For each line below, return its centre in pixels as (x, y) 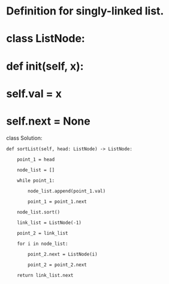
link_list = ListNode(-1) (49, 223)
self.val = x (34, 94)
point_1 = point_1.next (57, 202)
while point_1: (36, 181)
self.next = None (49, 121)
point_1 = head (36, 159)
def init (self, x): (45, 66)
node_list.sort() (39, 212)
